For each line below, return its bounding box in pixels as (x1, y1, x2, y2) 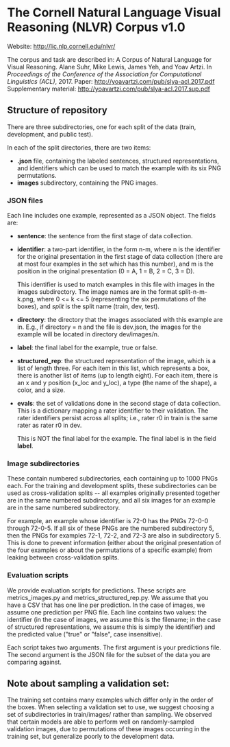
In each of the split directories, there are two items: (7, 143, 151, 152)
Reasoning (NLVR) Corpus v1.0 (7, 19, 186, 35)
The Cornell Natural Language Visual (7, 5, 221, 21)
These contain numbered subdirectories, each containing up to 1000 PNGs (7, 474, 218, 483)
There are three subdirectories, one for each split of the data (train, (7, 122, 196, 131)
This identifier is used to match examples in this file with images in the (16, 280, 215, 289)
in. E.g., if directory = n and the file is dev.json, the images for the (16, 323, 202, 331)
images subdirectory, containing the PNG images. (16, 179, 158, 187)
